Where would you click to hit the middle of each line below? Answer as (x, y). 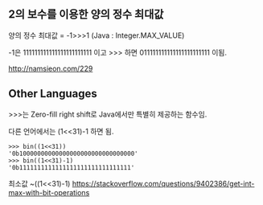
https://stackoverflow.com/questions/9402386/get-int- (163, 183)
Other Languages (53, 94)
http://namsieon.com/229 (51, 68)
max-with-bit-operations (49, 192)
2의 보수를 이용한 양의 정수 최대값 (86, 14)
